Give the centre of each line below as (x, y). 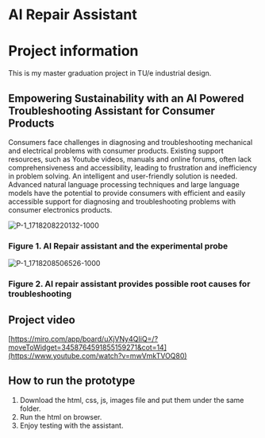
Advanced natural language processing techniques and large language (124, 184)
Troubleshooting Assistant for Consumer (112, 110)
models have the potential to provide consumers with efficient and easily (127, 193)
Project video (42, 320)
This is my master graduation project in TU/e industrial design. (110, 73)
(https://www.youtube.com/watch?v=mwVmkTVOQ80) (98, 355)
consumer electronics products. (60, 209)
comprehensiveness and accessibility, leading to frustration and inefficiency (133, 167)
